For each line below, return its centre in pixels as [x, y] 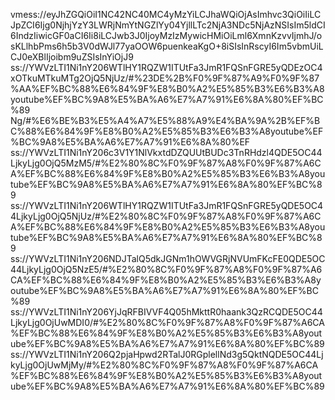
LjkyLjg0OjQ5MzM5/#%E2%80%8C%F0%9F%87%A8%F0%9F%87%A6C [166, 163]
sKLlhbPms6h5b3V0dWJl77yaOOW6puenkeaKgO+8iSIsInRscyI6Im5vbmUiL [167, 46]
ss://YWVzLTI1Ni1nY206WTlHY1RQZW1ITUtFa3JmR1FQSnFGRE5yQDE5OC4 [167, 205]
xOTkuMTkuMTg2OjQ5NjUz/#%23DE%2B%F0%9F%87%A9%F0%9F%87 [165, 78]
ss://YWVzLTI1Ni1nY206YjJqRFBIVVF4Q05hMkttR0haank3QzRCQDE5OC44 [166, 312]
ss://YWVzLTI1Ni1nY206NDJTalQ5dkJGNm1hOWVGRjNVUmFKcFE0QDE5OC [168, 258]
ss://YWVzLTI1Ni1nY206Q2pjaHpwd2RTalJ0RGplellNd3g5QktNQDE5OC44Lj [167, 354]
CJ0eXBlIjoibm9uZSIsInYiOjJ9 [72, 57]
